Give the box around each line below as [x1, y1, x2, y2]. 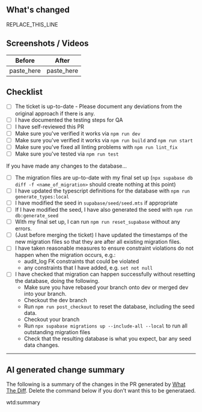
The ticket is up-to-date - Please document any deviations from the [14, 103, 182, 110]
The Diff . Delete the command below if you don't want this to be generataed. [6, 387, 196, 395]
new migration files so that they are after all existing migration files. [14, 238, 182, 246]
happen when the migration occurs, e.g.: [14, 252, 116, 259]
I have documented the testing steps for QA [14, 116, 123, 123]
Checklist [6, 87, 43, 97]
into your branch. [23, 290, 67, 297]
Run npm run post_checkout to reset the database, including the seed [23, 303, 195, 310]
